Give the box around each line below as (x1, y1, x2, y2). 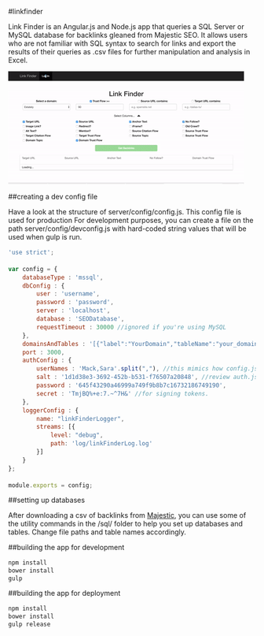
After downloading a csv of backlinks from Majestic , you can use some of (8, 511, 247, 520)
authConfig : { (22, 356, 72, 365)
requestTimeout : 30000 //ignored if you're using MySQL (36, 323, 226, 331)
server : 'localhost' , (36, 307, 111, 314)
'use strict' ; (8, 248, 55, 256)
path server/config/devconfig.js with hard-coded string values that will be (8, 224, 247, 233)
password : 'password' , (36, 299, 114, 307)
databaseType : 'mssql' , (22, 273, 104, 281)
